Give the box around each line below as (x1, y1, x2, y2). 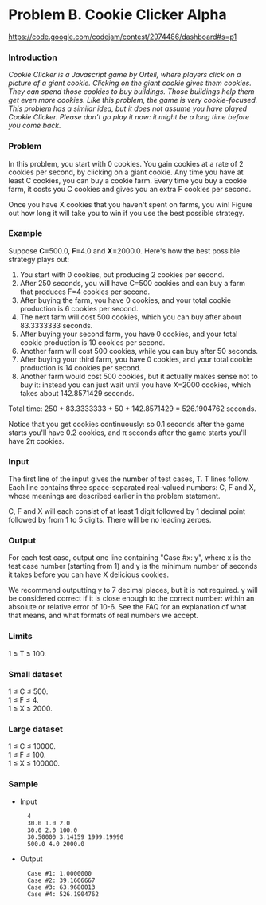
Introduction (8, 52, 57, 63)
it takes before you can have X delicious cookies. (8, 570, 170, 579)
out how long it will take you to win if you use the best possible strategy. (8, 208, 244, 217)
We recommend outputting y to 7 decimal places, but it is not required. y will (8, 586, 258, 595)
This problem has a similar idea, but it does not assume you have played (8, 104, 248, 113)
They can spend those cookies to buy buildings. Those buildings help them (8, 87, 255, 96)
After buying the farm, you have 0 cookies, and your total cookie (19, 295, 232, 304)
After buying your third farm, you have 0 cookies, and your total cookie (19, 355, 252, 364)
